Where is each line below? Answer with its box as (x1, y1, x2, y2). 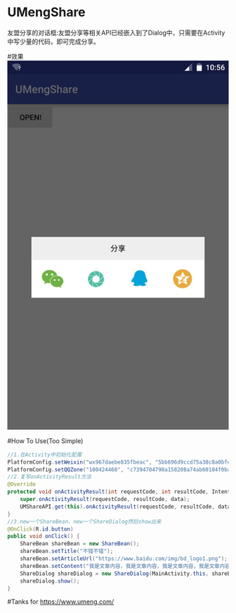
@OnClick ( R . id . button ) (7, 526, 74, 533)
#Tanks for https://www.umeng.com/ (7, 597, 114, 606)
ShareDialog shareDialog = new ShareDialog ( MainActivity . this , (20, 570, 209, 577)
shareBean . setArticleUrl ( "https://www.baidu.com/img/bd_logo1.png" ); (20, 555, 228, 562)
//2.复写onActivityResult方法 (7, 473, 91, 481)
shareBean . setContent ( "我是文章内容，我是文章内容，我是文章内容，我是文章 (20, 562, 220, 569)
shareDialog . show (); (20, 577, 80, 585)
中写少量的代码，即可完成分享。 (7, 37, 100, 46)
